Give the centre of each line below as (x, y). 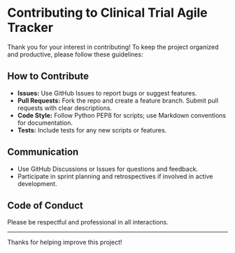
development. (37, 183)
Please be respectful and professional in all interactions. (88, 222)
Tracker (30, 28)
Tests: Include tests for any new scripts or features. (92, 130)
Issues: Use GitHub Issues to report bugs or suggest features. (107, 93)
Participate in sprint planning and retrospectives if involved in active (115, 176)
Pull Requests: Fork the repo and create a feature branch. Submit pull (118, 100)
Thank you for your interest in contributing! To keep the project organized (113, 47)
